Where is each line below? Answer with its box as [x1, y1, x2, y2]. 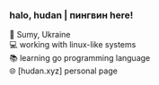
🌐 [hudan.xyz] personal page [9, 65, 119, 76]
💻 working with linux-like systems [9, 39, 137, 50]
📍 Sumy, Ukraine [9, 30, 71, 40]
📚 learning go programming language [9, 53, 151, 64]
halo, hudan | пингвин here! [9, 9, 134, 21]
